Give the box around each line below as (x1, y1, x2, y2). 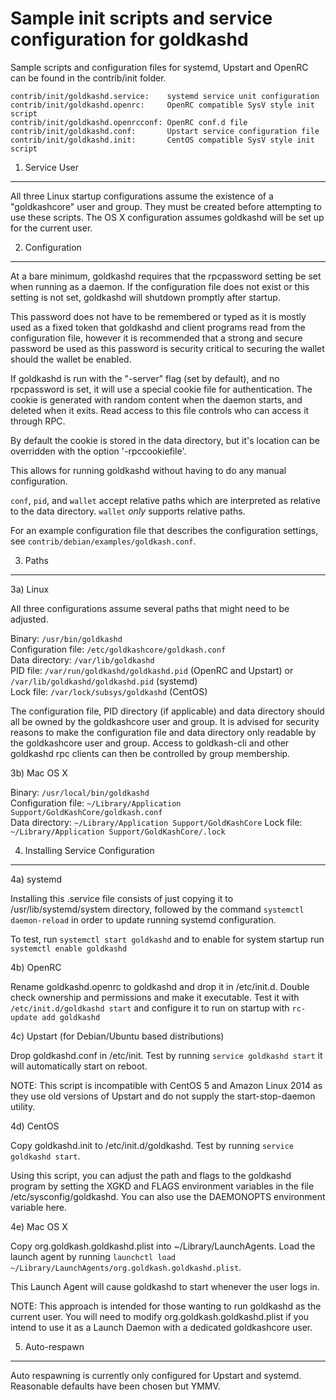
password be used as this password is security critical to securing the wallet (10, 342, 325, 354)
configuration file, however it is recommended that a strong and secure (10, 332, 303, 344)
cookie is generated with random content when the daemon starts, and (10, 393, 303, 406)
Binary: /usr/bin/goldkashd (10, 632, 123, 644)
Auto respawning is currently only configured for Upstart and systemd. (10, 1369, 302, 1381)
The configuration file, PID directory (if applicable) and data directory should (10, 705, 325, 717)
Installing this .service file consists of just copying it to (10, 892, 234, 904)
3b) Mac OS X (10, 767, 68, 779)
